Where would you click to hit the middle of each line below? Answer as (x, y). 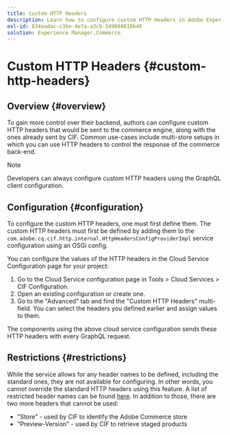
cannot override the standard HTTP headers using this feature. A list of (107, 388)
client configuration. (35, 186)
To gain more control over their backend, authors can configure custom (108, 123)
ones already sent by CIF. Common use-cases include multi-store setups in (114, 137)
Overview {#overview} (56, 106)
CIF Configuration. (43, 287)
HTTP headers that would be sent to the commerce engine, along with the (112, 130)
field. (24, 308)
